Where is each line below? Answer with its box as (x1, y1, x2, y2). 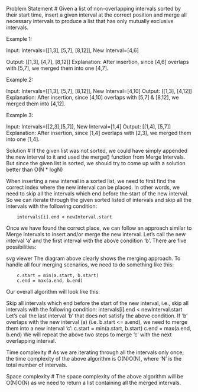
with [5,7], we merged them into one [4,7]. (6, 65, 109, 72)
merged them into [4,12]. (6, 100, 66, 107)
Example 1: (6, 36, 33, 42)
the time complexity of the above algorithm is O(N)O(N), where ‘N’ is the (6, 355, 182, 362)
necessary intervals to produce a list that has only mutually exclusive (6, 18, 174, 24)
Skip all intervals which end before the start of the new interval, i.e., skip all (6, 300, 189, 307)
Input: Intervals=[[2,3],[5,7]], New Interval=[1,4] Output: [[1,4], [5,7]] (6, 123, 171, 130)
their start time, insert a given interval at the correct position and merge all (6, 11, 187, 18)
